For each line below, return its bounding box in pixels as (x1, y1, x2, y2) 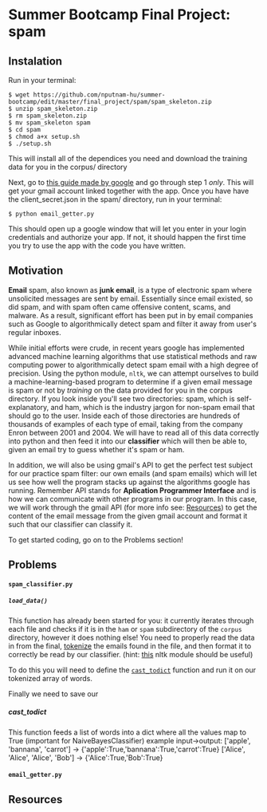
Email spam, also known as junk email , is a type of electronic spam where (8, 285, 253, 294)
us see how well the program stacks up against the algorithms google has (8, 477, 251, 487)
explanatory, (8, 402, 49, 412)
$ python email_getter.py (8, 210, 94, 218)
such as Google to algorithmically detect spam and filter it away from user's (8, 319, 257, 329)
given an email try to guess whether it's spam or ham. (8, 444, 185, 454)
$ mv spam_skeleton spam (8, 119, 91, 127)
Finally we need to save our (8, 688, 99, 699)
